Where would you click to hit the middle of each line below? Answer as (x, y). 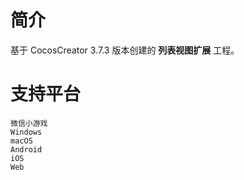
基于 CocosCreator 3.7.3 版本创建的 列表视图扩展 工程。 (125, 50)
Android (26, 149)
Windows (26, 132)
